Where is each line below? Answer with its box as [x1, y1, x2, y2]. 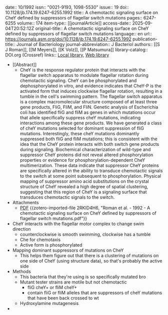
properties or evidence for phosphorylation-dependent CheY [19, 157, 145, 163]
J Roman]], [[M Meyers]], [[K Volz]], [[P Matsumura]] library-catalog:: [5, 47, 148, 52]
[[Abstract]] [12, 62, 37, 67]
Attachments [12, 200, 39, 205]
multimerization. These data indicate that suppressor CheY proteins [19, 162, 159, 168]
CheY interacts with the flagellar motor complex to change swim [12, 221, 144, 227]
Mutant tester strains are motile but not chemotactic [19, 279, 127, 285]
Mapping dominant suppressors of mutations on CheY [12, 247, 124, 253]
